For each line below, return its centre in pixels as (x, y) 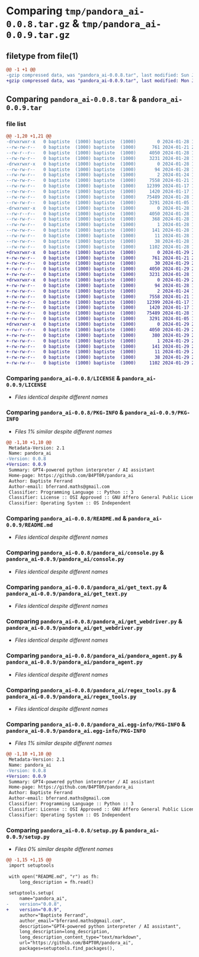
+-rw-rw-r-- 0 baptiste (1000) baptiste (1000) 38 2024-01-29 (98, 357)
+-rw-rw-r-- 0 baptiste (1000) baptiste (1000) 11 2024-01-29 (98, 352)
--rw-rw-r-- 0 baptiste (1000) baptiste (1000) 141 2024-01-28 (98, 230)
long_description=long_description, (65, 932)
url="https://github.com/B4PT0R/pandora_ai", (76, 943)
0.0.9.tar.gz (38, 35)
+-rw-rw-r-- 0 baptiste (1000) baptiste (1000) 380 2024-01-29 (98, 335)
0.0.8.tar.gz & (43, 23)
